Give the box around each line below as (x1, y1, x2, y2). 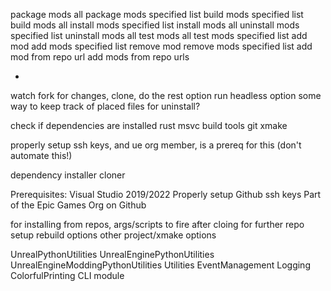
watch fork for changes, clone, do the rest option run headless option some (10, 90, 322, 101)
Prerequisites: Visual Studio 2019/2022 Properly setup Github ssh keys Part (10, 189, 322, 200)
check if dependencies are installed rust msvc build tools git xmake (10, 120, 288, 131)
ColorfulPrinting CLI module (10, 270, 125, 281)
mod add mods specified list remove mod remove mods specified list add (10, 40, 313, 52)
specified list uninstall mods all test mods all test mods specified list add (10, 30, 308, 41)
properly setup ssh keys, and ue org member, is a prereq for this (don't (10, 139, 302, 151)
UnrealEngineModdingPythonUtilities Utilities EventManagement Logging (10, 259, 311, 271)
